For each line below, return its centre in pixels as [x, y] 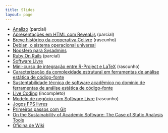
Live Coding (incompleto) [39, 93]
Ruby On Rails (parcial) [36, 55]
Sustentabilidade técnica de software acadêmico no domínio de [79, 82]
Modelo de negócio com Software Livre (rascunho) [66, 98]
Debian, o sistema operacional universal [54, 45]
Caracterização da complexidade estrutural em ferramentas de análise [86, 72]
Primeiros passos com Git [39, 109]
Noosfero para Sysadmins [40, 50]
